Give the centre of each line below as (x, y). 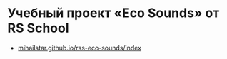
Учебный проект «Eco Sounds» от (113, 13)
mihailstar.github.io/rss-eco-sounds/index (79, 48)
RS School (38, 28)
